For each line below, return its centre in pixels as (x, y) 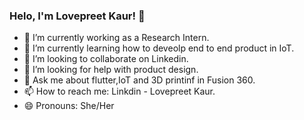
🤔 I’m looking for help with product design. (111, 70)
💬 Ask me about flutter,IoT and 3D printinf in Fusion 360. (139, 80)
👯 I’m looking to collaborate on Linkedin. (106, 59)
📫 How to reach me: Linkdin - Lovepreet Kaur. (119, 91)
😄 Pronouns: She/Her (69, 106)
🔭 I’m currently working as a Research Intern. (116, 38)
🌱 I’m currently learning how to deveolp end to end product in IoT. (159, 48)
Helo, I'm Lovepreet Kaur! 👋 (77, 16)
